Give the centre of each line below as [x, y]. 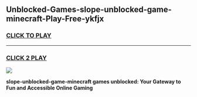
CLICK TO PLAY [29, 36]
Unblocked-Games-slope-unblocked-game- [89, 10]
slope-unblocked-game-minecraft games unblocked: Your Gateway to [94, 81]
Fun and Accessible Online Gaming [50, 88]
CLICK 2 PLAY [26, 58]
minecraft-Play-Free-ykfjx [55, 19]
